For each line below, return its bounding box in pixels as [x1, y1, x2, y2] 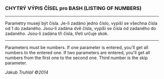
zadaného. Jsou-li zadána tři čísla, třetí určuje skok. [5, 31, 109, 36]
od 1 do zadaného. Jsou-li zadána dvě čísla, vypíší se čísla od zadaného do [5, 26, 156, 32]
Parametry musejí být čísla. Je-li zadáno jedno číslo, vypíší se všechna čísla [5, 20, 158, 26]
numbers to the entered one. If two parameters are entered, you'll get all [5, 50, 150, 56]
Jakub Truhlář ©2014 [5, 69, 49, 75]
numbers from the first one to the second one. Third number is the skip [5, 55, 148, 61]
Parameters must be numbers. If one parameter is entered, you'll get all [5, 45, 149, 50]
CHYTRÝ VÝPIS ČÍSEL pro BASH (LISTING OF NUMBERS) [5, 5, 142, 12]
